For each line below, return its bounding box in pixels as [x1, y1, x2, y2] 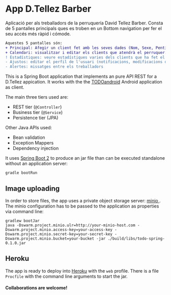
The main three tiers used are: [5, 94, 69, 100]
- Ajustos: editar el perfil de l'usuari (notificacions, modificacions [5, 60, 163, 65]
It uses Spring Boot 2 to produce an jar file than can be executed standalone [5, 155, 165, 161]
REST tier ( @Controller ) [12, 104, 62, 110]
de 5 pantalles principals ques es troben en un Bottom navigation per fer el [5, 25, 162, 31]
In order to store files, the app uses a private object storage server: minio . [5, 198, 161, 203]
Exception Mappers [12, 140, 54, 146]
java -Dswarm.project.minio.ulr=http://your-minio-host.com [5, 223, 136, 228]
